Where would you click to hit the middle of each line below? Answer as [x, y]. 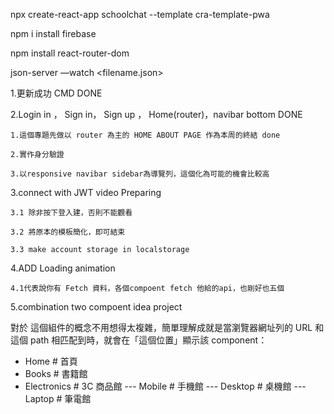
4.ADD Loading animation [63, 268]
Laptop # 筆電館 [58, 398]
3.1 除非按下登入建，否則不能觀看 [71, 213]
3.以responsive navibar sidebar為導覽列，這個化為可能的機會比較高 [140, 174]
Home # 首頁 [51, 361]
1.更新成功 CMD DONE [56, 93]
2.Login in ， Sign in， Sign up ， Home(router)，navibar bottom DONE [156, 114]
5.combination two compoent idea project [96, 307]
